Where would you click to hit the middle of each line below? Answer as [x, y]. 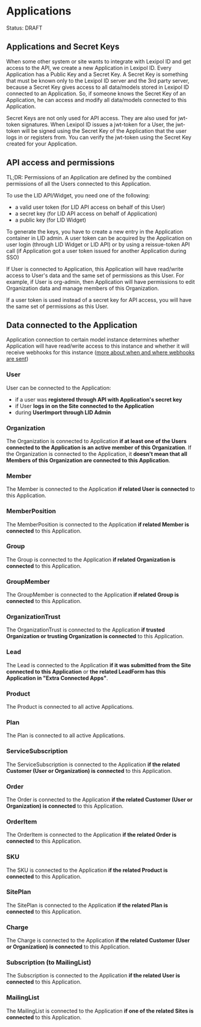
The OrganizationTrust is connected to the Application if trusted [86, 630]
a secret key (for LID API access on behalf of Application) [86, 213]
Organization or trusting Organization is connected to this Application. [95, 636]
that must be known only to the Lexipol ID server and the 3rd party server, [98, 80]
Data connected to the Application [72, 325]
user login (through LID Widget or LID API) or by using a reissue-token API [98, 244]
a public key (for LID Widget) [51, 220]
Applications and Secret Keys [63, 47]
